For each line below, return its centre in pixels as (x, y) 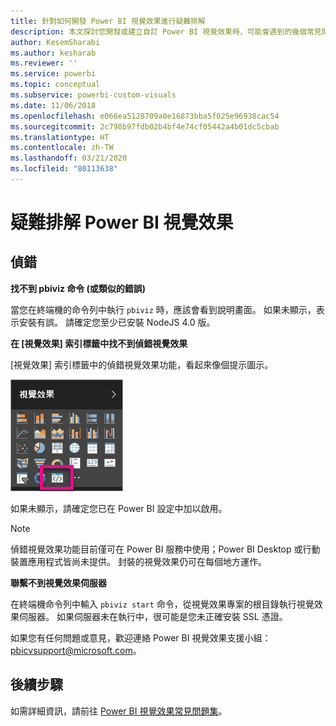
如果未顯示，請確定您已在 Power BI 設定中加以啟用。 (119, 508)
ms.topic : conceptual (55, 85)
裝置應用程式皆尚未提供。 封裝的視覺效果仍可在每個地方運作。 (138, 561)
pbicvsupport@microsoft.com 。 (76, 650)
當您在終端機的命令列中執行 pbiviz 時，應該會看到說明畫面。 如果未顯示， (163, 309)
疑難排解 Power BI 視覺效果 (122, 222)
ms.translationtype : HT (60, 137)
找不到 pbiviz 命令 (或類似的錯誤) (78, 288)
